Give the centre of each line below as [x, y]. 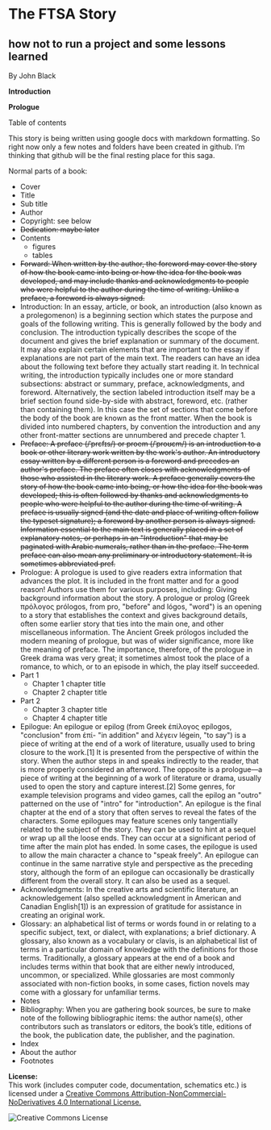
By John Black [32, 76]
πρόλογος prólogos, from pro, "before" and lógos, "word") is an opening [141, 607]
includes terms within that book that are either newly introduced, [127, 966]
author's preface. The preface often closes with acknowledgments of [135, 469]
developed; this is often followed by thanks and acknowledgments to [134, 495]
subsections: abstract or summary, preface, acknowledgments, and [132, 384]
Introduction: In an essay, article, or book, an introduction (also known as [141, 306]
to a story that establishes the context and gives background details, [134, 615]
